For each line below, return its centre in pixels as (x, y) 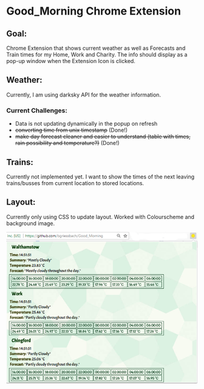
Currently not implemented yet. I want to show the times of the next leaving (100, 177)
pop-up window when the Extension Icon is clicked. (71, 61)
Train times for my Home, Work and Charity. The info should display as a (97, 55)
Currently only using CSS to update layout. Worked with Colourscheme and (100, 217)
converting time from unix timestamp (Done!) (71, 130)
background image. (31, 223)
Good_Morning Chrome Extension (93, 11)
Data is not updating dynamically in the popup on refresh (86, 124)
